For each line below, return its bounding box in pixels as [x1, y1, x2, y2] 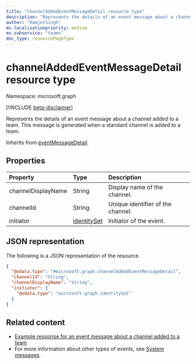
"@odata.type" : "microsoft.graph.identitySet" [16, 290, 132, 296]
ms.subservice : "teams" [6, 30, 64, 36]
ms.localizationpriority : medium [6, 25, 87, 31]
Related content [6, 317, 65, 327]
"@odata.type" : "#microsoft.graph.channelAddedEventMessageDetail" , [11, 269, 181, 275]
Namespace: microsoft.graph [6, 92, 76, 99]
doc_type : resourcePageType [6, 36, 75, 41]
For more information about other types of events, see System [14, 345, 164, 352]
